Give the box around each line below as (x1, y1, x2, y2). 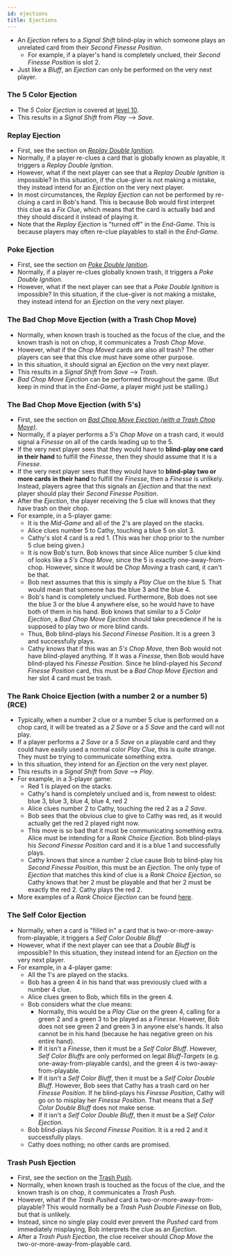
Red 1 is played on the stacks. (27, 782, 113, 791)
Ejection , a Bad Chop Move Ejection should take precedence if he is (27, 614, 222, 623)
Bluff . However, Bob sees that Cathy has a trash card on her (38, 1081, 210, 1090)
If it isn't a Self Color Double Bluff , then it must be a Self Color (38, 1110, 215, 1119)
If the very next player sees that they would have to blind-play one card (17, 445, 224, 453)
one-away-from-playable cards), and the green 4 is (38, 1059, 185, 1067)
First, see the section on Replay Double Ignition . (17, 147, 155, 155)
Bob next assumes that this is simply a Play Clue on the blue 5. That (27, 577, 222, 586)
